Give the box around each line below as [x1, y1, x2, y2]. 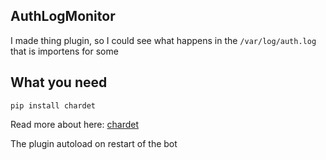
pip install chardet [10, 100, 97, 111]
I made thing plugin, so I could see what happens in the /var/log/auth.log [10, 34, 317, 46]
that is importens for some [10, 45, 119, 57]
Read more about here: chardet [10, 118, 140, 130]
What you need [10, 74, 108, 91]
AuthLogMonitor [10, 8, 116, 25]
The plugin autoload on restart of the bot [10, 137, 178, 149]
